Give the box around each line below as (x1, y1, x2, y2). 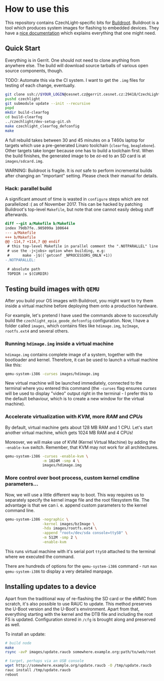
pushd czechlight (5, 97, 41, 101)
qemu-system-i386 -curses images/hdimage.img (5, 371, 99, 376)
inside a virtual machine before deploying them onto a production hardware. (5, 303, 158, 309)
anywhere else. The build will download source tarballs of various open (5, 62, 149, 68)
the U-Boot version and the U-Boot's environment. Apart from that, (5, 606, 140, 612)
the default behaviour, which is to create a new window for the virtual (5, 396, 144, 402)
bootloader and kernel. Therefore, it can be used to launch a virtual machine (5, 357, 158, 363)
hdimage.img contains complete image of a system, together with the (5, 351, 143, 357)
